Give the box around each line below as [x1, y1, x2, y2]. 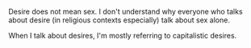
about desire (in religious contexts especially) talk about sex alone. [8, 15, 230, 25]
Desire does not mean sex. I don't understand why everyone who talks [8, 7, 244, 16]
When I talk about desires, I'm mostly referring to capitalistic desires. [8, 31, 237, 40]
